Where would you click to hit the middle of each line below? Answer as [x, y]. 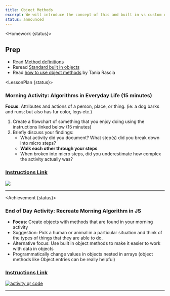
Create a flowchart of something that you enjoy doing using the [78, 121]
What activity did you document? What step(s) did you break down [90, 138]
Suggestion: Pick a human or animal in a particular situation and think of [88, 233]
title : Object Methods [29, 10]
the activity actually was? [47, 159]
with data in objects [33, 249]
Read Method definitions [38, 62]
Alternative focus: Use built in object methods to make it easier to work [87, 243]
